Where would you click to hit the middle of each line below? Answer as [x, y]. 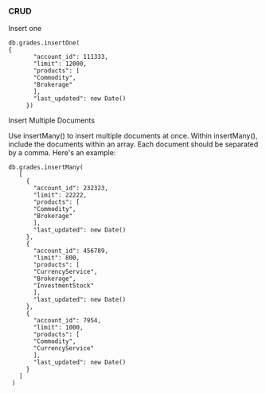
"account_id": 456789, [71, 251]
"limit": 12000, [60, 64]
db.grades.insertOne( [44, 43]
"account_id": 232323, [71, 189]
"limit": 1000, [58, 328]
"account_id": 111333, [71, 57]
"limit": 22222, [60, 195]
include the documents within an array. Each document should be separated [133, 144]
